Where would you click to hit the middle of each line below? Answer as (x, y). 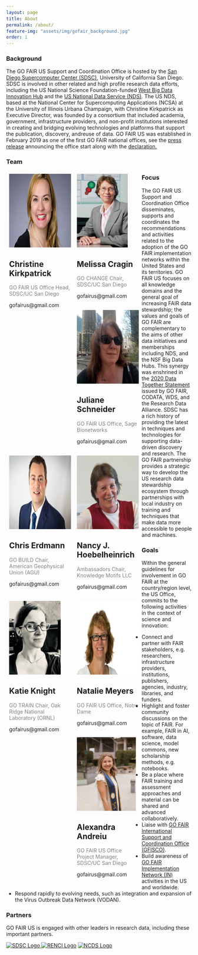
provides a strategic (166, 466)
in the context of (161, 613)
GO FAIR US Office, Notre (107, 705)
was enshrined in (162, 372)
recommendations (163, 228)
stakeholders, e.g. (163, 649)
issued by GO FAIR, (165, 391)
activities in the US (164, 881)
